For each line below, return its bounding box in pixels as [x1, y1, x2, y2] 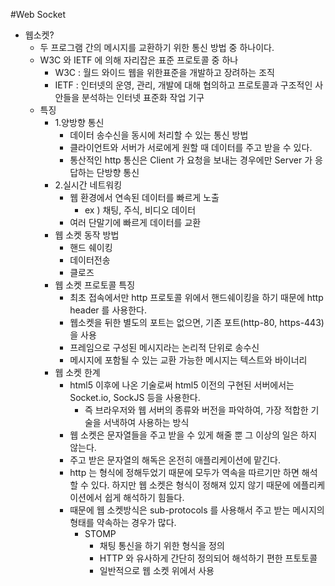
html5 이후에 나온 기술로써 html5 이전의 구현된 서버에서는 [69, 379, 295, 391]
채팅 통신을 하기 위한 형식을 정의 [99, 540, 225, 551]
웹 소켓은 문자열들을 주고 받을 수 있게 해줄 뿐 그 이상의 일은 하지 [69, 429, 318, 441]
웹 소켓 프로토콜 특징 [54, 279, 136, 291]
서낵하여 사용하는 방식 [103, 417, 190, 428]
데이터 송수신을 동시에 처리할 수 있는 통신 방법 [69, 129, 249, 141]
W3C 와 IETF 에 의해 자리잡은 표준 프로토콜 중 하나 [39, 54, 239, 66]
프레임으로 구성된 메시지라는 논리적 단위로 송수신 [69, 342, 260, 353]
